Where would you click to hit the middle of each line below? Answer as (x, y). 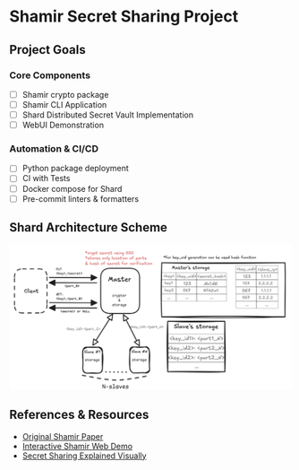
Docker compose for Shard (72, 188)
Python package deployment (76, 169)
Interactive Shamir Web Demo (77, 446)
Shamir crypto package (65, 94)
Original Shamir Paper (63, 436)
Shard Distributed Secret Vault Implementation (108, 115)
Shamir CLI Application (64, 104)
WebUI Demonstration (63, 125)
